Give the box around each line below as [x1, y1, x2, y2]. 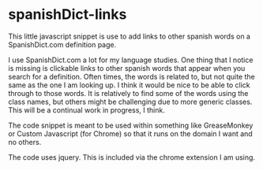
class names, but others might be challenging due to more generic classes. [8, 97, 253, 106]
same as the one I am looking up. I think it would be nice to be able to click [8, 80, 250, 90]
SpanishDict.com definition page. [8, 39, 117, 49]
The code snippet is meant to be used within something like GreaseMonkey [8, 120, 254, 130]
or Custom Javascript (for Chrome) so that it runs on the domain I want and [8, 128, 253, 139]
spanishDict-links [8, 6, 127, 24]
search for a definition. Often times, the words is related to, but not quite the [8, 72, 255, 81]
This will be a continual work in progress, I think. [8, 105, 166, 115]
